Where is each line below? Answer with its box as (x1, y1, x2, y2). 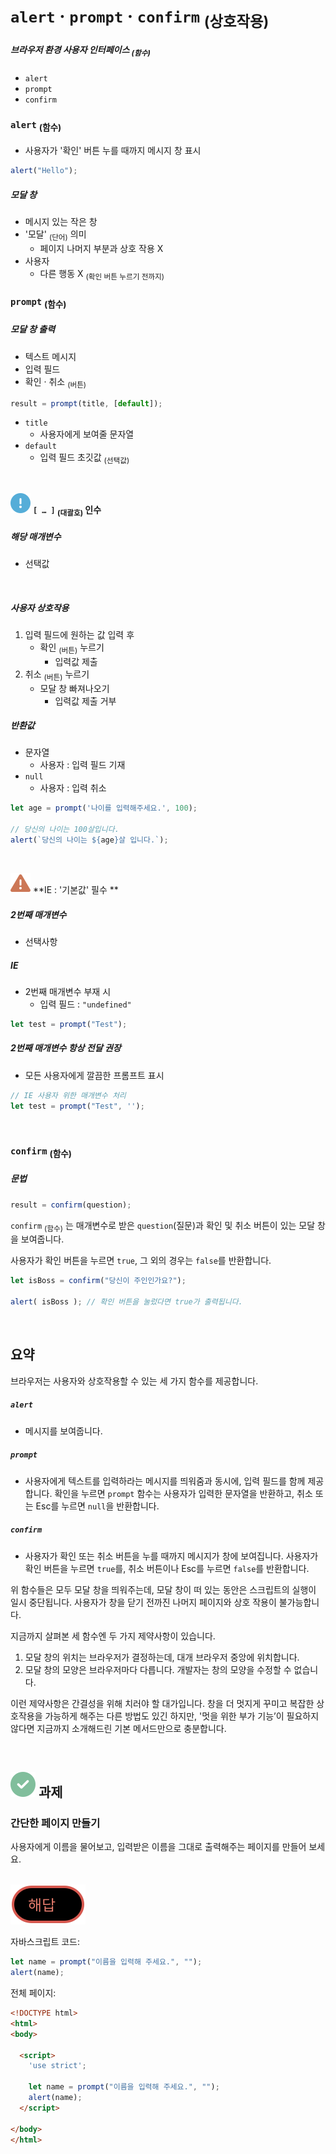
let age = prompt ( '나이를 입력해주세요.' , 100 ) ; (10, 803, 198, 814)
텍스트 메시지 (24, 350, 77, 362)
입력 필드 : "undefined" (39, 998, 132, 1010)
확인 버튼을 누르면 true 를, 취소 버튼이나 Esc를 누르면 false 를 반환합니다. (24, 1562, 310, 1574)
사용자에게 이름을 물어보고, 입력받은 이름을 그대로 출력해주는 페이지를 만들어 (10, 1841, 307, 1853)
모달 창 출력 (10, 323, 56, 335)
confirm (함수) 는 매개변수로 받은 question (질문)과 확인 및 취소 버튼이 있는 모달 (10, 1219, 316, 1234)
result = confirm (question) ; (10, 1200, 132, 1210)
